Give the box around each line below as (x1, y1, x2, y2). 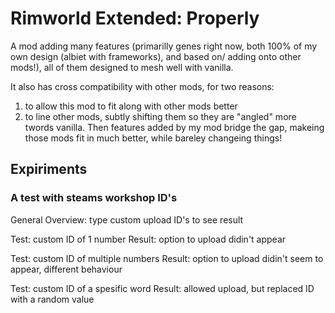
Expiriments (10, 161, 88, 178)
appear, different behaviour (10, 263, 123, 275)
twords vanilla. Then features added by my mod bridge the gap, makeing (24, 121, 325, 133)
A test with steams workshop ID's (10, 191, 178, 205)
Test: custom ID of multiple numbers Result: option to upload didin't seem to (10, 252, 324, 264)
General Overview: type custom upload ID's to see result (10, 213, 244, 226)
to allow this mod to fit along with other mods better (24, 100, 238, 112)
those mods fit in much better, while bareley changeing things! (24, 132, 283, 144)
